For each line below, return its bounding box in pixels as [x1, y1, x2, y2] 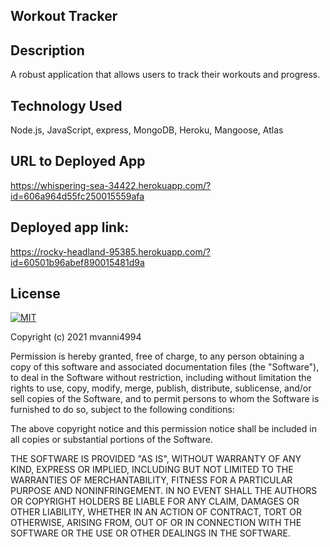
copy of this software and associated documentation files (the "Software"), [10, 361, 320, 373]
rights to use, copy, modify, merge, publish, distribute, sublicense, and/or [10, 382, 312, 394]
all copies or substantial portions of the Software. [10, 434, 213, 446]
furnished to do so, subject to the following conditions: [10, 404, 235, 416]
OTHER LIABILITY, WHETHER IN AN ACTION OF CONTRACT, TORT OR [10, 506, 302, 518]
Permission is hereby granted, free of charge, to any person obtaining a [10, 350, 305, 363]
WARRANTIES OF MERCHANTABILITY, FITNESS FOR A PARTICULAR [10, 474, 293, 486]
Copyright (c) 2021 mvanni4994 [10, 331, 142, 343]
